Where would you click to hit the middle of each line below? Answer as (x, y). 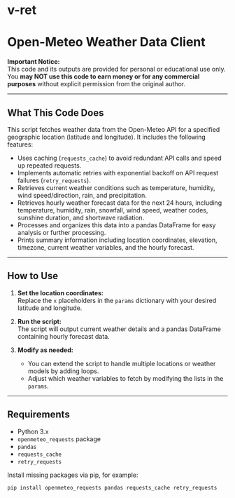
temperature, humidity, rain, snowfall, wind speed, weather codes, (113, 210)
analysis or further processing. (62, 232)
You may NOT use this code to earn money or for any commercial (104, 76)
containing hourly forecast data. (63, 336)
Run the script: (39, 321)
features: (20, 144)
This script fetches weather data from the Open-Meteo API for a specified (114, 129)
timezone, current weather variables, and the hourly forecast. (106, 247)
